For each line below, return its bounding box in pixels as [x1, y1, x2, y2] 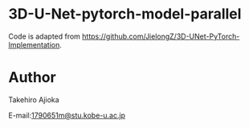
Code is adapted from [8, 31, 80, 41]
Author [8, 68, 56, 87]
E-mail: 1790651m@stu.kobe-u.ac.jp [8, 110, 126, 120]
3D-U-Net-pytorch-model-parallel [8, 5, 242, 23]
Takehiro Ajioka [8, 94, 59, 105]
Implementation [8, 39, 60, 49]
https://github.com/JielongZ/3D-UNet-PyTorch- [81, 31, 240, 41]
